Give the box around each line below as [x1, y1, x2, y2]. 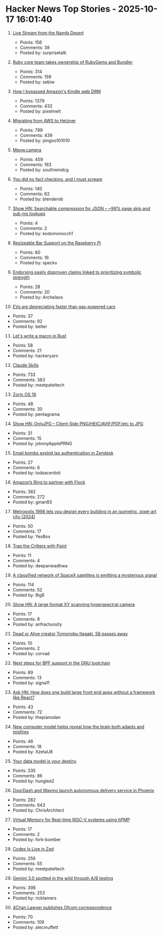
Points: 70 [12, 914, 33, 920]
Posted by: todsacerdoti [12, 470, 61, 476]
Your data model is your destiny [12, 758, 77, 764]
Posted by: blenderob [20, 196, 63, 202]
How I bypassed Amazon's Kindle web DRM [12, 88, 101, 94]
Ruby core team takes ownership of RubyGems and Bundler [12, 59, 133, 65]
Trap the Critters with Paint [12, 543, 67, 549]
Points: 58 [12, 342, 33, 348]
